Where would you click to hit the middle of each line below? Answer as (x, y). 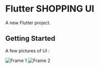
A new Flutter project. (28, 23)
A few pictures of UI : (28, 50)
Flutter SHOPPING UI (50, 9)
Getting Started (30, 39)
